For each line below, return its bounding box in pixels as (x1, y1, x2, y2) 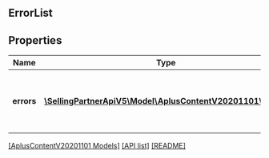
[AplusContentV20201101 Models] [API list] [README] (8, 141, 187, 151)
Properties (8, 34, 62, 47)
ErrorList (8, 6, 54, 20)
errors (12, 96, 37, 107)
